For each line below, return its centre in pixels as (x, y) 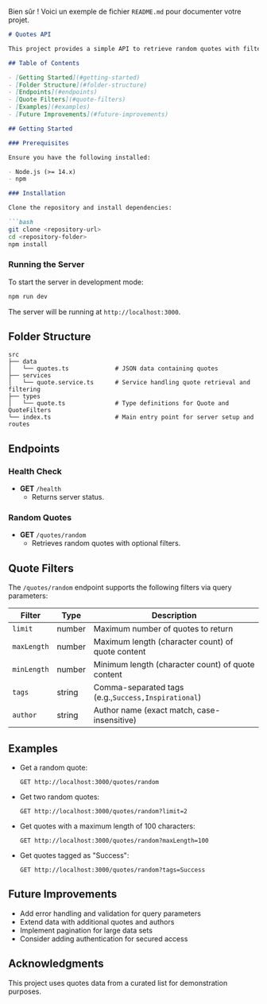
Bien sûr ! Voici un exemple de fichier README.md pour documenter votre (125, 12)
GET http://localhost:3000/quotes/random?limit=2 (104, 812)
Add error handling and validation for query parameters (110, 913)
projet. (19, 20)
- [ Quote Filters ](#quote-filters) (67, 100)
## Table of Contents (44, 63)
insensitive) (115, 720)
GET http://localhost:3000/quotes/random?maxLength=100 (114, 841)
